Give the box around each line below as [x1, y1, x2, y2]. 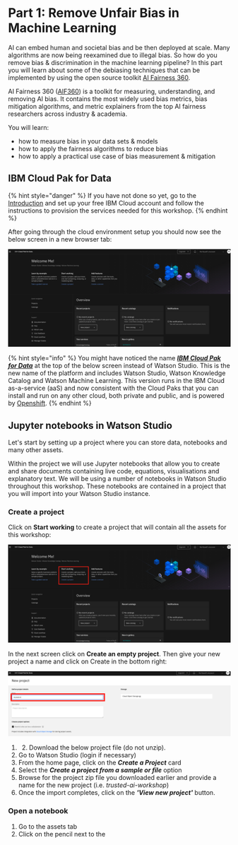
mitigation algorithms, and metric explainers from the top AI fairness [8, 102, 206, 110]
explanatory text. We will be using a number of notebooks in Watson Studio [8, 475, 227, 483]
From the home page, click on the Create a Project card [18, 758, 182, 767]
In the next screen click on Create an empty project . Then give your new [8, 649, 221, 658]
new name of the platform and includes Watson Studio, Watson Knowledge [8, 369, 226, 377]
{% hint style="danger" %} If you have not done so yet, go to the [8, 191, 197, 199]
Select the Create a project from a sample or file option [18, 766, 182, 774]
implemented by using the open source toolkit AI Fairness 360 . [8, 73, 191, 82]
